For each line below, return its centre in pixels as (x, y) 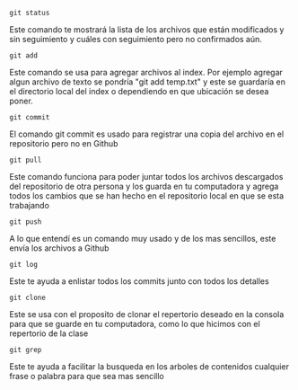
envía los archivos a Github (59, 248)
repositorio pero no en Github (64, 143)
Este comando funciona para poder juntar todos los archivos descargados (146, 177)
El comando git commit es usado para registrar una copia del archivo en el (147, 134)
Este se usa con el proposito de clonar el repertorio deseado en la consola (147, 314)
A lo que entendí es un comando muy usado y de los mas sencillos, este (143, 239)
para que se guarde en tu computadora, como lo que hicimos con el (135, 324)
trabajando (29, 205)
